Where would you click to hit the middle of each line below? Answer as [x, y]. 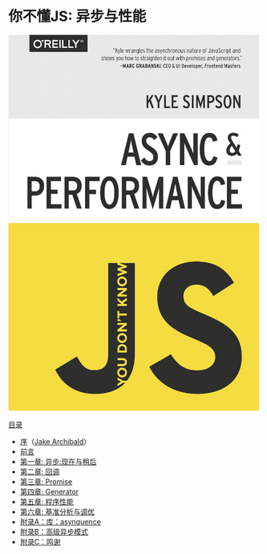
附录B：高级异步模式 [54, 532]
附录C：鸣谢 [40, 541]
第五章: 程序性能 [47, 501]
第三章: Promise [46, 481]
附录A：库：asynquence [61, 521]
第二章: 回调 [40, 471]
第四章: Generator [49, 491]
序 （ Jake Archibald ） [55, 441]
